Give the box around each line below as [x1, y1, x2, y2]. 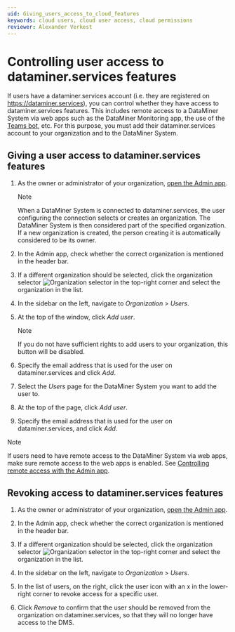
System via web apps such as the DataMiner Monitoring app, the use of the [7, 114, 225, 123]
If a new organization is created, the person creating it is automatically [17, 229, 221, 237]
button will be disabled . [17, 348, 86, 356]
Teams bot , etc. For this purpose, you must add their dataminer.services [7, 121, 216, 130]
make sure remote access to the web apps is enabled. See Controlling [7, 459, 210, 468]
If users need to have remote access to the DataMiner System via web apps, [7, 452, 228, 460]
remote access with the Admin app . [7, 466, 110, 475]
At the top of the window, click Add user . [17, 313, 135, 322]
